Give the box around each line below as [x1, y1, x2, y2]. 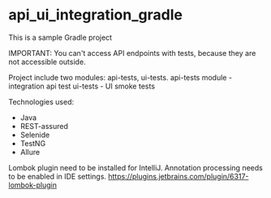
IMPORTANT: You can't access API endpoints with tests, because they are [8, 48, 256, 58]
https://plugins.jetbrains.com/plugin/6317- [108, 171, 249, 181]
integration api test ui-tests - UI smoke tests [8, 81, 156, 91]
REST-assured [19, 121, 69, 131]
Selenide [19, 130, 50, 140]
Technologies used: [8, 97, 75, 106]
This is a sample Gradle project [8, 32, 112, 42]
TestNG [19, 138, 46, 148]
